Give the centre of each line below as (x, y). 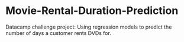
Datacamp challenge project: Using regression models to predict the (89, 27)
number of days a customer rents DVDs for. (59, 33)
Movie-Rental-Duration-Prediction (92, 11)
